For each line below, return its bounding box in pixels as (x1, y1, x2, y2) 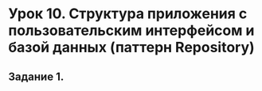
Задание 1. (8, 70, 65, 83)
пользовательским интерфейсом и (8, 21, 255, 40)
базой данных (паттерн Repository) (8, 39, 255, 56)
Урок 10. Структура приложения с (8, 5, 248, 23)
